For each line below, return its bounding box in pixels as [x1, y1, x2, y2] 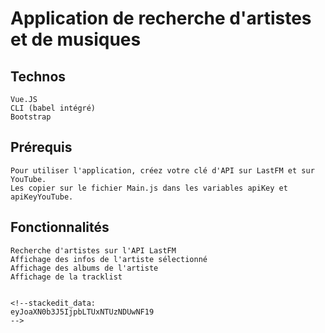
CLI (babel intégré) [10, 103, 97, 113]
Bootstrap [10, 112, 52, 122]
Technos [10, 68, 67, 85]
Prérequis [10, 139, 73, 156]
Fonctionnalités [10, 219, 110, 236]
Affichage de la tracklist [10, 272, 123, 282]
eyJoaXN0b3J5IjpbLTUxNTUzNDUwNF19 [10, 307, 155, 317]
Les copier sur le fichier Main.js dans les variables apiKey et [10, 183, 288, 193]
